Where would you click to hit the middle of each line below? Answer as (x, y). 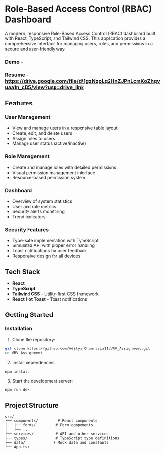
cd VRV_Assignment (24, 353)
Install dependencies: (34, 362)
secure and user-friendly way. (36, 49)
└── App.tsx (17, 447)
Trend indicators (29, 217)
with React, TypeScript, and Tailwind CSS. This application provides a (75, 38)
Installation (19, 329)
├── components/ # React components (51, 421)
